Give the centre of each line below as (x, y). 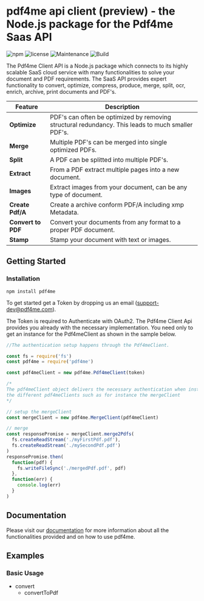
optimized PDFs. (73, 149)
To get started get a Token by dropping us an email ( (72, 302)
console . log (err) (39, 485)
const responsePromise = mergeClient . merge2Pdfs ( (70, 434)
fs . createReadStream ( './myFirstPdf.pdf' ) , (66, 440)
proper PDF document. (83, 230)
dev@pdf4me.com (29, 309)
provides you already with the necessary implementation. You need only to (100, 327)
